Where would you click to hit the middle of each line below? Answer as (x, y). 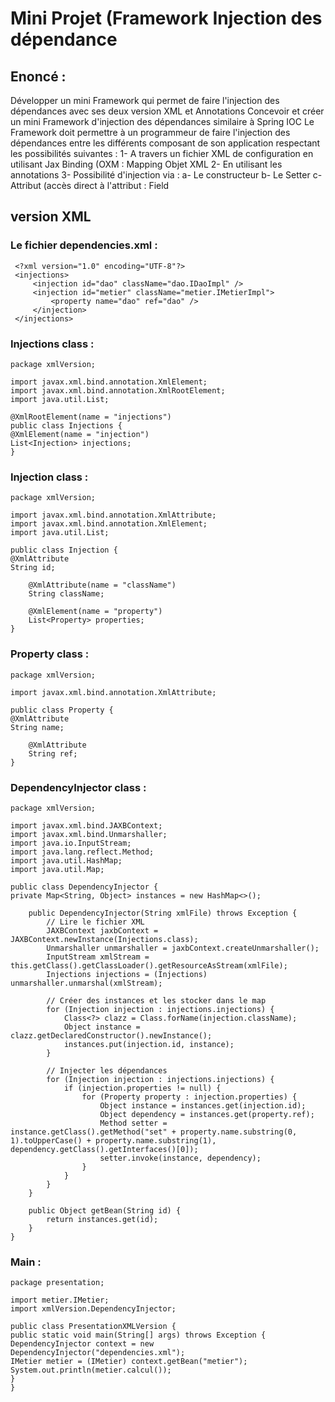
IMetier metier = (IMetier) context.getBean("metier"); (129, 1362)
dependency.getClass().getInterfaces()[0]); (104, 1149)
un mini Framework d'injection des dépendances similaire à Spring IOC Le (162, 121)
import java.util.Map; (57, 869)
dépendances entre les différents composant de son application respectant (165, 143)
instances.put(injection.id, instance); (149, 1044)
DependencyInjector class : (78, 787)
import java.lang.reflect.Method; (82, 852)
